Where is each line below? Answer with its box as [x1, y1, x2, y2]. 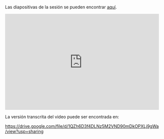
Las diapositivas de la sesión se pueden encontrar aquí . [5, 4, 117, 10]
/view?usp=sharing [5, 129, 44, 134]
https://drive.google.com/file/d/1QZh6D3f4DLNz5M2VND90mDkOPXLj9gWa [5, 123, 159, 129]
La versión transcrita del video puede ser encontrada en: [5, 114, 120, 119]
